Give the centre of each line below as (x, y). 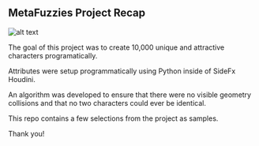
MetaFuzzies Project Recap (77, 13)
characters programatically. (53, 55)
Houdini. (22, 79)
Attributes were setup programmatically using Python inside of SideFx (122, 71)
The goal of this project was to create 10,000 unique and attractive (116, 47)
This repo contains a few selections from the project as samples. (113, 118)
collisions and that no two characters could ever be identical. (107, 103)
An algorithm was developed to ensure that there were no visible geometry (129, 95)
